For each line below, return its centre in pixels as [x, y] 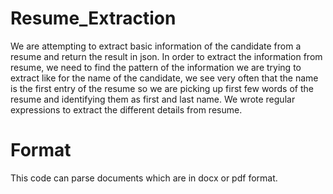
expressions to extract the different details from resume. [126, 109]
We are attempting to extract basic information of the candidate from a [156, 46]
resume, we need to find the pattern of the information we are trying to [156, 67]
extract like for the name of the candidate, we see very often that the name [164, 78]
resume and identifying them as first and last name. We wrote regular [153, 99]
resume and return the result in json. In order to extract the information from [166, 56]
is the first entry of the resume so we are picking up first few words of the [162, 88]
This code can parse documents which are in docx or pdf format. [144, 178]
